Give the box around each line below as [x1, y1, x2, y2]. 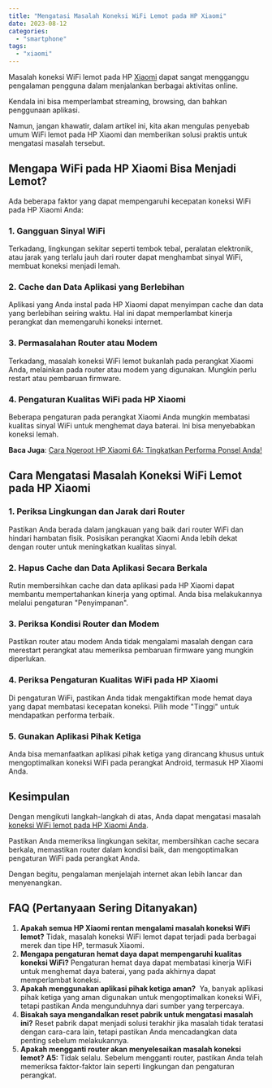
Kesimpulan [8, 790, 71, 804]
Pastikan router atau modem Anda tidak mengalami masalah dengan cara [8, 637, 253, 647]
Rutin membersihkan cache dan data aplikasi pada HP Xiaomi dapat [8, 580, 235, 590]
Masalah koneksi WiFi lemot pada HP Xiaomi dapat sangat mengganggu [8, 72, 249, 81]
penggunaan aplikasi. [8, 105, 80, 115]
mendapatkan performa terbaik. [8, 710, 115, 720]
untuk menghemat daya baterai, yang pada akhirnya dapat [19, 966, 217, 976]
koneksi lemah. [8, 429, 59, 439]
